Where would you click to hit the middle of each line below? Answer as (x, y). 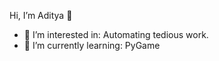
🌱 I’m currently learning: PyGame (92, 45)
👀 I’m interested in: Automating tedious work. (116, 34)
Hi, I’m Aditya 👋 (41, 15)
